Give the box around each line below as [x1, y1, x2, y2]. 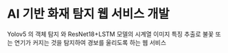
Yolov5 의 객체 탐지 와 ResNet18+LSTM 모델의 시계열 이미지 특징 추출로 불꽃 [7, 30, 214, 38]
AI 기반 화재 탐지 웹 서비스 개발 [7, 6, 170, 22]
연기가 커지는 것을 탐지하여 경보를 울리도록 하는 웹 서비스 [14, 38, 167, 46]
